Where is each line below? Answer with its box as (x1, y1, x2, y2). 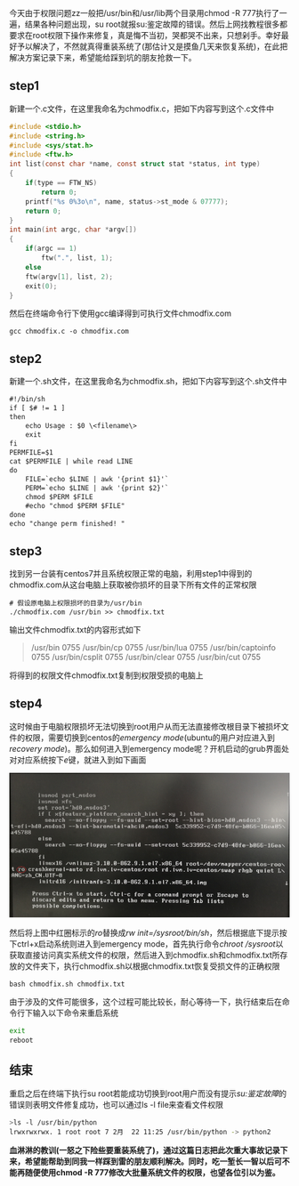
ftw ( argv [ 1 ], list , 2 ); (25, 272, 114, 281)
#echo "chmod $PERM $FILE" (25, 502, 125, 511)
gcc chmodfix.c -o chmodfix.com (9, 327, 129, 336)
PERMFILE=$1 (9, 448, 53, 457)
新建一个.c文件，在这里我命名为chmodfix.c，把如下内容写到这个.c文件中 (9, 103, 274, 114)
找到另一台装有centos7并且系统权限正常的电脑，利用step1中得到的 (9, 569, 253, 579)
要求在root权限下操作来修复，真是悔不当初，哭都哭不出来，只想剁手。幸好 (9, 30, 282, 40)
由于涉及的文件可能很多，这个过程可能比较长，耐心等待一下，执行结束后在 (9, 996, 282, 1007)
